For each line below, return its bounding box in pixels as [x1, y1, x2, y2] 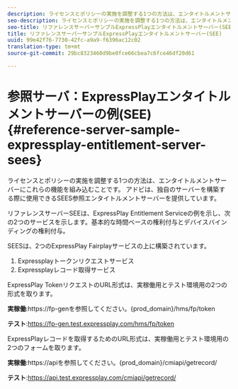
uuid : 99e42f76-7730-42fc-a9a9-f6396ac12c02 [7, 37, 141, 44]
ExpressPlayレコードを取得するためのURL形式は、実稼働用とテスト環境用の [7, 334, 229, 343]
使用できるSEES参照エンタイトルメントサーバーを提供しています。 [25, 194, 221, 202]
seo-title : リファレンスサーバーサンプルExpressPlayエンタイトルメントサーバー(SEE [7, 23, 232, 30]
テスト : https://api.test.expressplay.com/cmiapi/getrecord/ [7, 373, 176, 382]
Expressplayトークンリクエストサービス [17, 256, 135, 265]
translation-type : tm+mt [7, 43, 81, 50]
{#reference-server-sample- [7, 122, 181, 138]
